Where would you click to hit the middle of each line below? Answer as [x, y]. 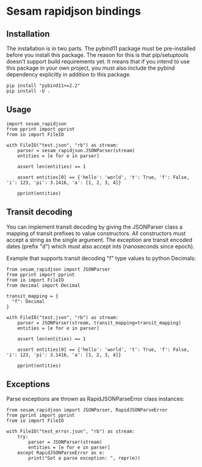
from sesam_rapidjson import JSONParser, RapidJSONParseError [87, 410]
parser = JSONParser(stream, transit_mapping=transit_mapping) [99, 323]
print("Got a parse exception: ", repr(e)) [84, 458]
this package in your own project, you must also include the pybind [91, 68]
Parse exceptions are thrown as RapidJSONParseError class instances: [96, 399]
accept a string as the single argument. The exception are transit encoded [99, 240]
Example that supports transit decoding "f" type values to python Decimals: [101, 258]
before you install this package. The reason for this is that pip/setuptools [98, 55]
